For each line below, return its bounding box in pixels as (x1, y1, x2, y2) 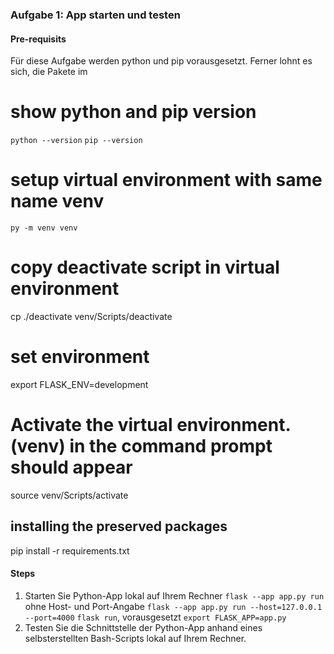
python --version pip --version (10, 136, 143, 146)
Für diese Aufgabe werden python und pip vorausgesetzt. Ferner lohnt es (10, 55, 313, 67)
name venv (10, 190, 105, 213)
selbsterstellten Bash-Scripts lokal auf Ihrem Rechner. (24, 632, 247, 644)
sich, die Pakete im (10, 66, 88, 78)
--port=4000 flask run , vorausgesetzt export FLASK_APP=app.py (24, 611, 287, 623)
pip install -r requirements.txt (10, 544, 130, 557)
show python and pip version (10, 101, 257, 123)
